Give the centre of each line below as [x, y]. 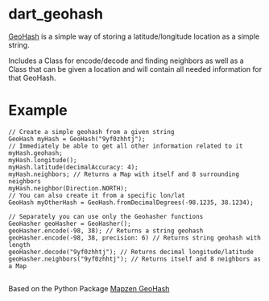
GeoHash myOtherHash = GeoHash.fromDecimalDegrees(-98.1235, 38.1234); [131, 203]
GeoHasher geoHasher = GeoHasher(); [70, 224]
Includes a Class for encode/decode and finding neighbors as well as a [126, 61]
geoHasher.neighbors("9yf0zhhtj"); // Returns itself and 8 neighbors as [135, 259]
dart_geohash [56, 14]
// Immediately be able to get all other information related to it [126, 146]
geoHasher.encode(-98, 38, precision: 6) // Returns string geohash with [135, 238]
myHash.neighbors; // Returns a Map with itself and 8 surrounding [124, 174]
